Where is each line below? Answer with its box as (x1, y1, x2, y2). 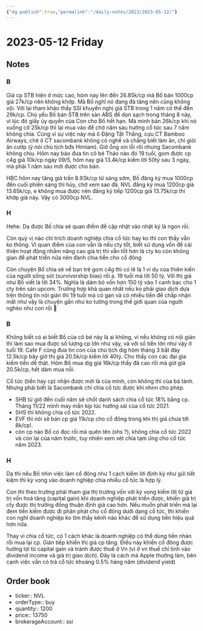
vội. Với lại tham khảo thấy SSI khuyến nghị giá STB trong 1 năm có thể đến (6, 104, 193, 111)
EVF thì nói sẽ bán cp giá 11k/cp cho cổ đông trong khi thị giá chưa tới (15, 415, 189, 423)
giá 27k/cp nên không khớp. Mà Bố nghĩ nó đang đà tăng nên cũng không (6, 98, 190, 105)
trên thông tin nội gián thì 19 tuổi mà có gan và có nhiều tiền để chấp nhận (6, 291, 191, 299)
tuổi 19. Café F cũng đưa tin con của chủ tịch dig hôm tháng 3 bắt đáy (6, 346, 181, 354)
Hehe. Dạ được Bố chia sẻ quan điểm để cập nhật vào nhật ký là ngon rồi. (6, 223, 190, 230)
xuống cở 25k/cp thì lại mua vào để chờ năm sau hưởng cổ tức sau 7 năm (6, 124, 190, 131)
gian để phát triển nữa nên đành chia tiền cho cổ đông (6, 254, 142, 261)
